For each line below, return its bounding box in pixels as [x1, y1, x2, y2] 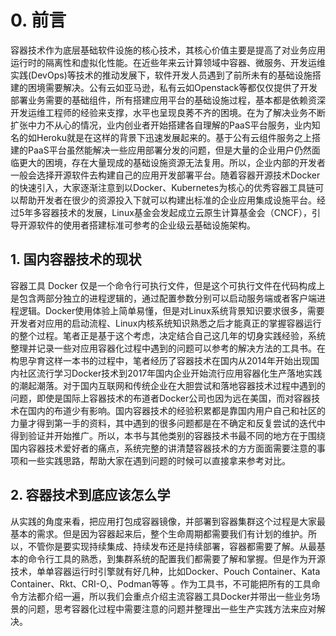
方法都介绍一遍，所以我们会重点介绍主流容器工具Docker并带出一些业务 [18, 590, 312, 602]
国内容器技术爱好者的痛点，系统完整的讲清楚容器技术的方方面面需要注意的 [10, 442, 317, 454]
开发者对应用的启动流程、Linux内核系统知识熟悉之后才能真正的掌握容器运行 [10, 317, 322, 329]
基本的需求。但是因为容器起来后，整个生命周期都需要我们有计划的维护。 [10, 527, 308, 540]
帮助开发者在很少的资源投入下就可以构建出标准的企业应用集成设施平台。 [18, 194, 317, 206]
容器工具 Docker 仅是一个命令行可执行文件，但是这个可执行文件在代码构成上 [10, 279, 326, 291]
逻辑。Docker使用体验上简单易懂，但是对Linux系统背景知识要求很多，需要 [18, 304, 325, 316]
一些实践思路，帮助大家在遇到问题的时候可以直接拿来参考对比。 [27, 454, 291, 466]
